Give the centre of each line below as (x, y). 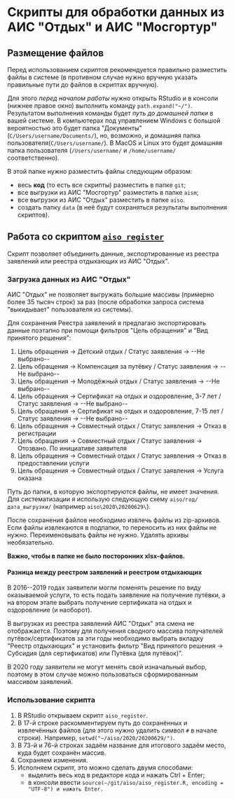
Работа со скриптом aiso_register (86, 237)
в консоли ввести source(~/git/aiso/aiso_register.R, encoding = (126, 782)
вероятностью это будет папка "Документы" (75, 128)
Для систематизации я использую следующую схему (88, 499)
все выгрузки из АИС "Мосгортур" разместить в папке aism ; (108, 192)
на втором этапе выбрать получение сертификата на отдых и (99, 603)
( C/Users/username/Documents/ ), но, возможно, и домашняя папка (104, 135)
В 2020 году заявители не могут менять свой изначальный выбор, (107, 667)
